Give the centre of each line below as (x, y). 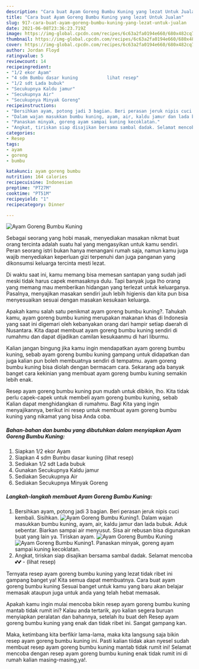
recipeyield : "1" (28, 199)
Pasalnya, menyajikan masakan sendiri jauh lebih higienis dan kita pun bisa (97, 294)
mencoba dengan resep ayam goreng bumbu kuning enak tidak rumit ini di (97, 654)
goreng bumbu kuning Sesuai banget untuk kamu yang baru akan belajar (95, 586)
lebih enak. (20, 380)
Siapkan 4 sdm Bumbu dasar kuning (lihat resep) (74, 458)
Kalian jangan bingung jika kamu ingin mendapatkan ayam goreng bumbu (96, 348)
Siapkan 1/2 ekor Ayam (43, 451)
